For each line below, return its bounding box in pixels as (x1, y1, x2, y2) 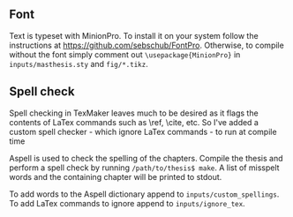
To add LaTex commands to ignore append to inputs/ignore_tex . (9, 198, 245, 208)
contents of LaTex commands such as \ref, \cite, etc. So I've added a (9, 116, 259, 127)
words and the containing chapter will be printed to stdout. (9, 171, 222, 182)
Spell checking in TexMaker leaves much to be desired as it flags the (9, 108, 259, 118)
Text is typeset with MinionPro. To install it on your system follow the (9, 30, 259, 41)
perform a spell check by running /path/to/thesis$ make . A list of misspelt (9, 162, 280, 173)
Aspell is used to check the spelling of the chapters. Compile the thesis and (9, 153, 283, 163)
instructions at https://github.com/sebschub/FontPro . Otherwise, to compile (9, 40, 284, 50)
